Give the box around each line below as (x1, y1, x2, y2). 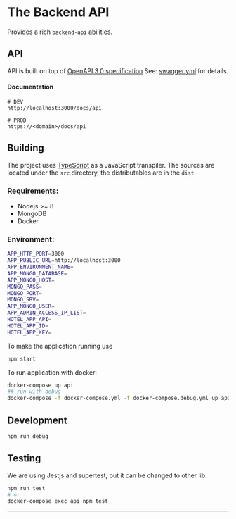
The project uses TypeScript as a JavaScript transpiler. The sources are (7, 161, 215, 169)
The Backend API (7, 4, 110, 20)
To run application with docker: (7, 368, 97, 377)
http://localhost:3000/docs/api (7, 104, 102, 111)
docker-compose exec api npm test (7, 498, 109, 505)
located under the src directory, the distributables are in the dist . (7, 168, 197, 177)
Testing (7, 452, 41, 465)
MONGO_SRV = (7, 296, 39, 304)
